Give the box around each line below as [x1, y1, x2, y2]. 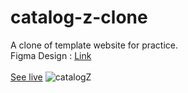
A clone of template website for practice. [10, 39, 179, 51]
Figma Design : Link [10, 49, 92, 61]
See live [10, 71, 43, 83]
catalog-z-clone [10, 6, 148, 29]
